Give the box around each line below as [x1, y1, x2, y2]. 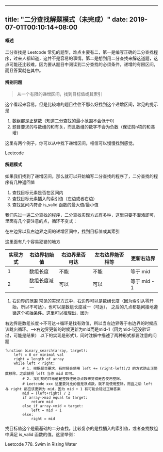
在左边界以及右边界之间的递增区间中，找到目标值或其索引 [5, 228, 120, 234]
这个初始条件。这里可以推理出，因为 [16, 310, 89, 316]
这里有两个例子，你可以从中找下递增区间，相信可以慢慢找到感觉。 [5, 140, 137, 146]
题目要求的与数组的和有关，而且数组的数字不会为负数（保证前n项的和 [12, 124, 151, 129]
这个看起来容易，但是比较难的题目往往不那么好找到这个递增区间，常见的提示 [5, 101, 158, 107]
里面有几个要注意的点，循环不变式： [5, 218, 78, 224]
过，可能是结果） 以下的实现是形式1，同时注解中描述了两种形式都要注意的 [5, 333, 153, 338]
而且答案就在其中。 [5, 67, 44, 73]
